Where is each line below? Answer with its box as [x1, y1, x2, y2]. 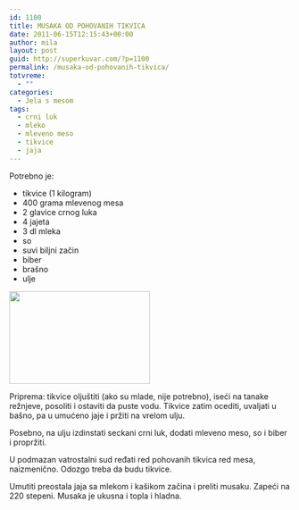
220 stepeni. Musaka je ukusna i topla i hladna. [9, 490, 182, 501]
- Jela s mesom [17, 96, 74, 105]
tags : [9, 105, 29, 113]
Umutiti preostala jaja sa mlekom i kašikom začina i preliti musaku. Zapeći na [9, 481, 290, 491]
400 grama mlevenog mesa [21, 197, 124, 208]
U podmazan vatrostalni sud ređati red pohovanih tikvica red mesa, [9, 454, 256, 464]
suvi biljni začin [21, 245, 79, 255]
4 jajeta [21, 216, 51, 227]
